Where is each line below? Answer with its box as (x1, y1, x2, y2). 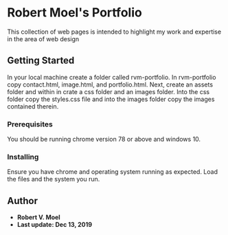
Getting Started (7, 55, 75, 67)
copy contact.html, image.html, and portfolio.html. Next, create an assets (7, 80, 214, 89)
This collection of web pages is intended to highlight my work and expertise (7, 27, 222, 36)
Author (7, 194, 38, 207)
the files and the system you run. (7, 175, 100, 183)
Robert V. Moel (16, 213, 60, 221)
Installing (7, 152, 39, 161)
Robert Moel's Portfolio (7, 5, 142, 21)
